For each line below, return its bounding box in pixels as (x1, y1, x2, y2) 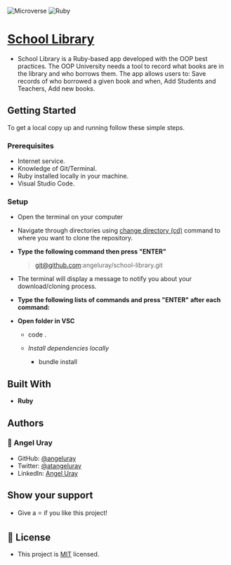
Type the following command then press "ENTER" (17, 247, 166, 256)
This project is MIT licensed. (17, 550, 100, 559)
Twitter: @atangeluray (17, 461, 82, 470)
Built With (7, 378, 51, 390)
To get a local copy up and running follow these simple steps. (7, 123, 185, 131)
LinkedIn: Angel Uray (17, 469, 79, 477)
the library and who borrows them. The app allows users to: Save (17, 69, 206, 77)
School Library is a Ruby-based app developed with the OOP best (17, 54, 208, 63)
